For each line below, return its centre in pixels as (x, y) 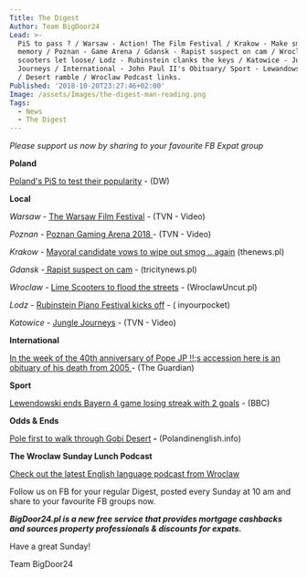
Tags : (20, 103)
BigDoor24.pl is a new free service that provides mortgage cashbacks (146, 519)
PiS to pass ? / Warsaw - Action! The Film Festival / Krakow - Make (153, 43)
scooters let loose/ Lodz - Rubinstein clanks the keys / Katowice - (153, 60)
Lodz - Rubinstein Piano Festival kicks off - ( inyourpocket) (120, 305)
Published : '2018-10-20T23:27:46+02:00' (88, 86)
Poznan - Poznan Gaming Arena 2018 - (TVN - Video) (111, 235)
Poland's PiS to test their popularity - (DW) (90, 181)
